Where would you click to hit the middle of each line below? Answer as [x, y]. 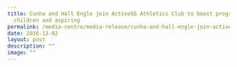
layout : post [26, 40]
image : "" [22, 53]
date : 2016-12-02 [33, 33]
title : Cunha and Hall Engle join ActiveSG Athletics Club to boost [110, 14]
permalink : [23, 27]
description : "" [31, 46]
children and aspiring [47, 20]
